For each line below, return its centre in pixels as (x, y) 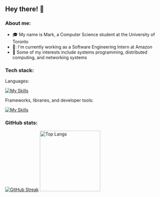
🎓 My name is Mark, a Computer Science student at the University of (83, 34)
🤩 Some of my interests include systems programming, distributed (80, 52)
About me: (18, 23)
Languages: (17, 81)
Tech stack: (20, 70)
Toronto (20, 41)
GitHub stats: (22, 123)
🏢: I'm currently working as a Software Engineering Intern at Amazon (82, 47)
